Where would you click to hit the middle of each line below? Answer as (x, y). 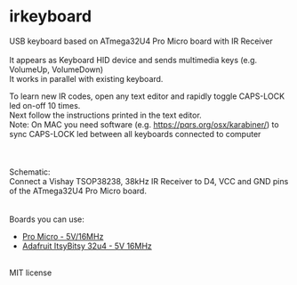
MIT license (31, 273)
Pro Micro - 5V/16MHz (63, 236)
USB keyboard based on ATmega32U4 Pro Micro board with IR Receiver (141, 41)
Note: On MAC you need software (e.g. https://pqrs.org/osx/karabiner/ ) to (144, 124)
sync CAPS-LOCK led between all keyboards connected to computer (135, 134)
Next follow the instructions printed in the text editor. (105, 115)
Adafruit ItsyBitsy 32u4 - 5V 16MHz (87, 246)
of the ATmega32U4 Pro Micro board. (78, 191)
